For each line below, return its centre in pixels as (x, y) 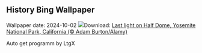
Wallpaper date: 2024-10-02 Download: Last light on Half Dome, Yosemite (101, 25)
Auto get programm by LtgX (41, 43)
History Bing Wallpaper (50, 10)
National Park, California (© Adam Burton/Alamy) (67, 31)
